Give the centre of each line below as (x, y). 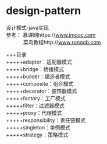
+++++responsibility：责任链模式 (46, 120)
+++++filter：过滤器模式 (35, 106)
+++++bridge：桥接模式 (35, 69)
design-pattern (44, 11)
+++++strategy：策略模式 (37, 135)
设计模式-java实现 (28, 27)
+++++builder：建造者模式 (38, 76)
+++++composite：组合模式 (40, 83)
